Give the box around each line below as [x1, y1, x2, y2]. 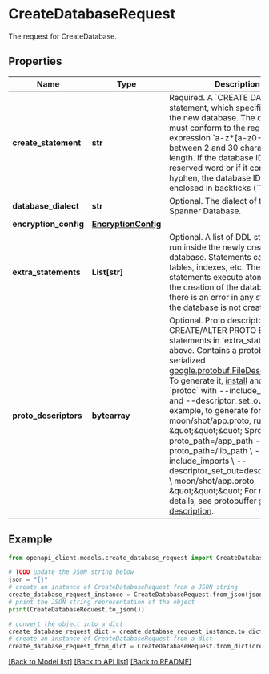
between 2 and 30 [169, 142, 239, 153]
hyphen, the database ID [169, 172, 262, 183]
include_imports [169, 455, 230, 466]
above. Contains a [169, 344, 237, 355]
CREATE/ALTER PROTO [169, 324, 257, 335]
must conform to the [169, 122, 246, 133]
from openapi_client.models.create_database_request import [8, 554, 214, 562]
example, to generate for [169, 404, 262, 416]
